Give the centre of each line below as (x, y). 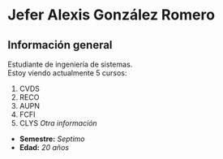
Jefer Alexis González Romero (111, 15)
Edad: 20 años (44, 147)
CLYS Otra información (58, 123)
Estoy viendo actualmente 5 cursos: (67, 73)
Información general (60, 45)
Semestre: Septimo (52, 139)
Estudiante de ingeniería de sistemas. (70, 64)
